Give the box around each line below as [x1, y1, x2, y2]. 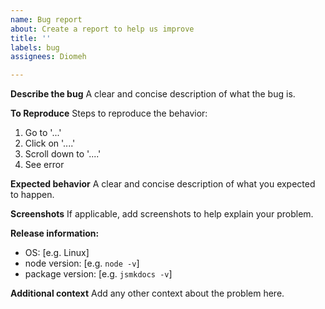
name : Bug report [10, 14, 83, 25]
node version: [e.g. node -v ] [24, 257, 140, 270]
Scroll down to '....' [24, 148, 102, 160]
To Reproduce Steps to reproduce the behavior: [10, 107, 208, 120]
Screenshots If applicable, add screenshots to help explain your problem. [10, 208, 314, 220]
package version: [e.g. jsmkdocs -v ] [24, 268, 173, 280]
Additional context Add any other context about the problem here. [10, 287, 285, 300]
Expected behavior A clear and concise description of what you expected [10, 178, 316, 190]
